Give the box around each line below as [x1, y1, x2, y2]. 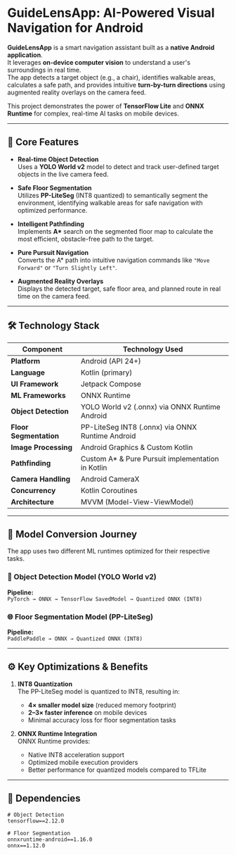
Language [11, 368, 46, 377]
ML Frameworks [11, 390, 67, 400]
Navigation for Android [7, 20, 144, 36]
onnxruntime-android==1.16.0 [7, 836, 93, 843]
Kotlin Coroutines [80, 485, 138, 495]
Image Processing [11, 442, 72, 452]
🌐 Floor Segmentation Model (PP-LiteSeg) [7, 611, 153, 621]
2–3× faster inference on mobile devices [27, 708, 147, 716]
